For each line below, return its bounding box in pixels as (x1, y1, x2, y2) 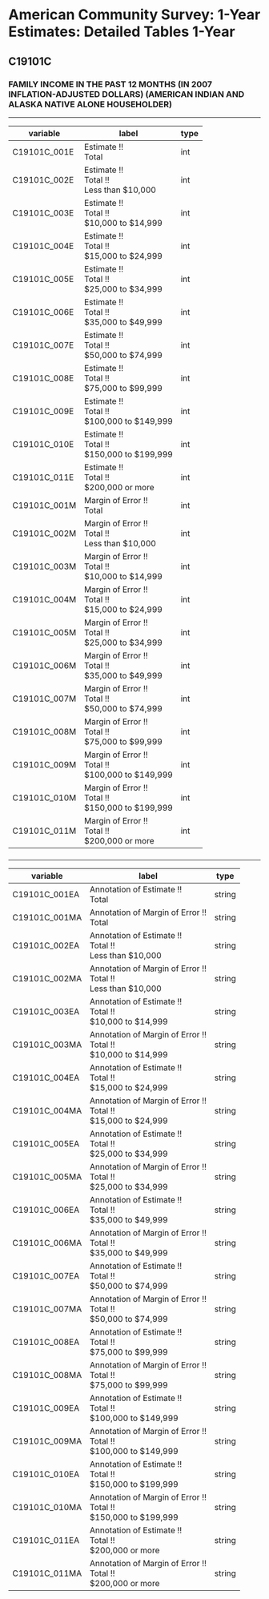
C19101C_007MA (12, 1303, 82, 1315)
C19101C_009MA (12, 1436, 82, 1447)
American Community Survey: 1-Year (8, 6, 261, 24)
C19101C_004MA (12, 1105, 82, 1116)
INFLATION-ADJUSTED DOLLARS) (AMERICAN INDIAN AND (8, 88, 245, 99)
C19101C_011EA (12, 1534, 80, 1545)
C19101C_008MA (12, 1369, 82, 1380)
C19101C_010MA (12, 1501, 82, 1512)
